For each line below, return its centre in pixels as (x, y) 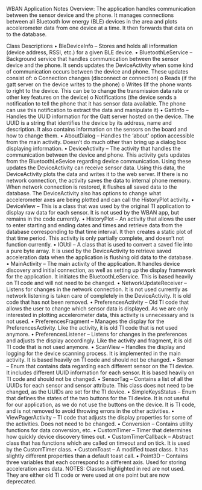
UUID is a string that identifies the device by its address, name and (89, 123)
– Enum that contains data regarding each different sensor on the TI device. (100, 366)
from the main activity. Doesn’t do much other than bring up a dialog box (96, 142)
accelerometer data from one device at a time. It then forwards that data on (100, 28)
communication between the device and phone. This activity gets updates (98, 155)
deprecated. (21, 481)
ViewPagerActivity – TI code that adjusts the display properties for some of (99, 417)
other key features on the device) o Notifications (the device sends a (91, 97)
